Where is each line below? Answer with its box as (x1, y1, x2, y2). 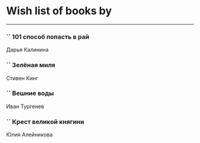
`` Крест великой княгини (6, 117, 85, 126)
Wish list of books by (6, 4, 112, 18)
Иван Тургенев (6, 103, 45, 110)
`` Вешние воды (6, 89, 54, 97)
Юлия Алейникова (6, 131, 53, 138)
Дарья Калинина (6, 46, 49, 53)
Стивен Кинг (6, 74, 39, 81)
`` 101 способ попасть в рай (6, 33, 89, 41)
